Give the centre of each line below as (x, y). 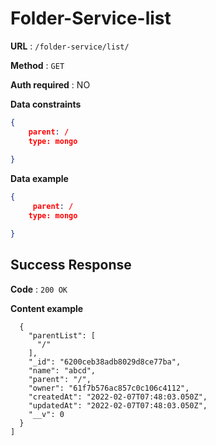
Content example (47, 308)
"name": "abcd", (62, 370)
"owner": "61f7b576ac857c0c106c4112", (109, 388)
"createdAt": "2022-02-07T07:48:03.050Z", (118, 397)
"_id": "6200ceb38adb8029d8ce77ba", (105, 362)
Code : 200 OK (39, 289)
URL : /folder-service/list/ (70, 46)
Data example (39, 179)
